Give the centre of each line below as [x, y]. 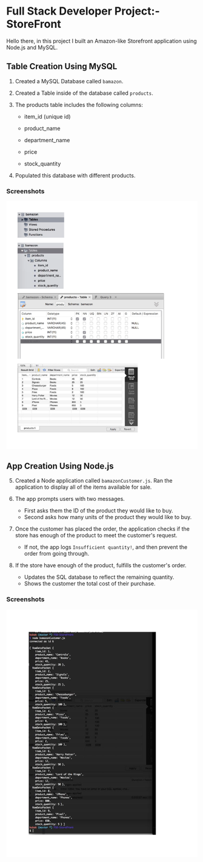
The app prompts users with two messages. [70, 499]
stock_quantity [42, 164]
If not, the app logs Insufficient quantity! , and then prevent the [106, 547]
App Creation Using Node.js [60, 466]
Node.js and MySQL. [32, 47]
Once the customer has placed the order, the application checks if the [102, 529]
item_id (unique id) [47, 116]
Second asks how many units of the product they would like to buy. [108, 517]
